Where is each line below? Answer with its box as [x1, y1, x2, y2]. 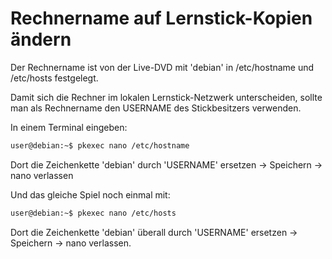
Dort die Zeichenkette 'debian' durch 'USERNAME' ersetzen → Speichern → [10, 158, 323, 171]
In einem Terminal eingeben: [10, 121, 128, 133]
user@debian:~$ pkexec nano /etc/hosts [10, 208, 177, 218]
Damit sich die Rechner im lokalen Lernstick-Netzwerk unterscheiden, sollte [10, 91, 323, 103]
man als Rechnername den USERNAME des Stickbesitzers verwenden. [10, 102, 302, 114]
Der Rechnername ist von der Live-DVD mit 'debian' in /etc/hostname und [10, 61, 315, 73]
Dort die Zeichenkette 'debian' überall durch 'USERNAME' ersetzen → [10, 226, 298, 238]
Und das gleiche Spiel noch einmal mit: [10, 188, 171, 201]
